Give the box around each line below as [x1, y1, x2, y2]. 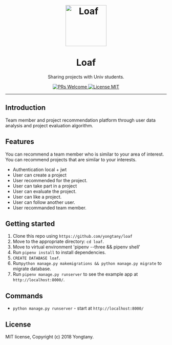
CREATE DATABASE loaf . [12, 255, 60, 261]
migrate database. [12, 266, 51, 272]
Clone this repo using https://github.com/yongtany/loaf [12, 233, 133, 239]
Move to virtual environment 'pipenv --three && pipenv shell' [12, 244, 141, 250]
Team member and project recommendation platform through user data [5, 117, 156, 123]
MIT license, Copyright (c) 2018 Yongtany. [5, 334, 94, 340]
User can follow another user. [12, 199, 75, 205]
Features [5, 138, 34, 146]
